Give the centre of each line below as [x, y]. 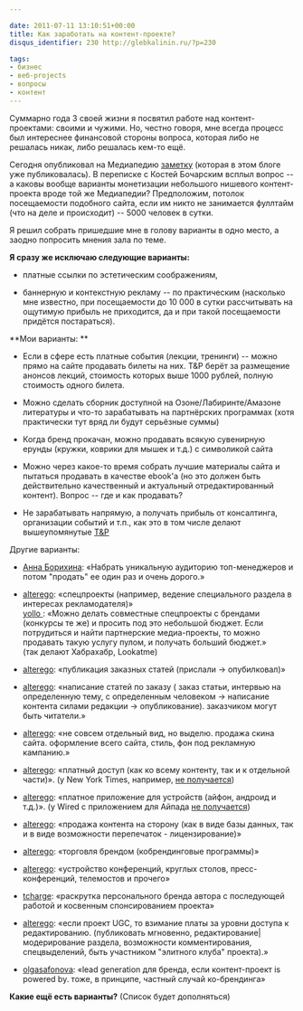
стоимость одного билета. [73, 384]
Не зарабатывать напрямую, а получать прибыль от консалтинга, [150, 513]
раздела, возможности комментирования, [170, 942]
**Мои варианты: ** [49, 338]
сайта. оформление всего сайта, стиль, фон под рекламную [139, 742]
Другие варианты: [45, 549]
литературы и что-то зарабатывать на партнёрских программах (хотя [158, 411]
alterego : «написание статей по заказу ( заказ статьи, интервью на [152, 686]
